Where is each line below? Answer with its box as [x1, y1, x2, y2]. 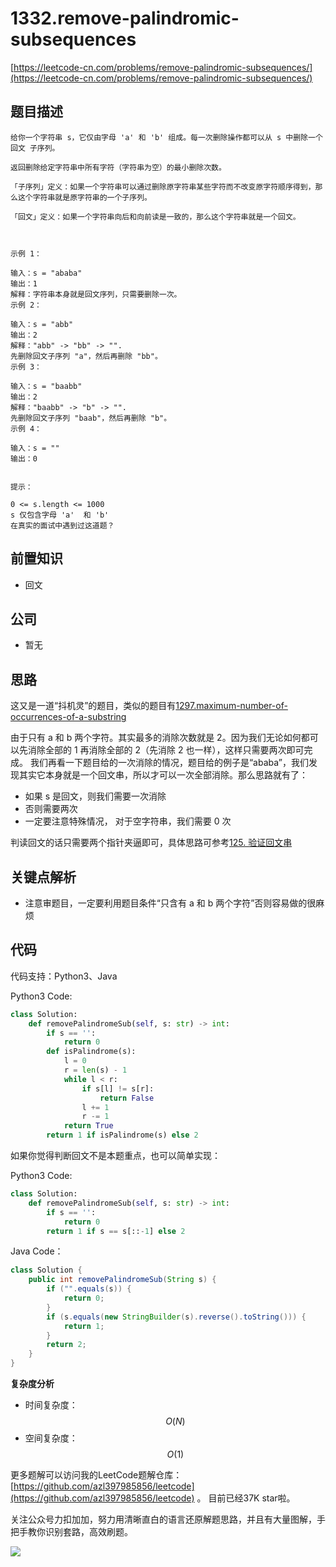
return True [63, 1121, 114, 1131]
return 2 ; [46, 1340, 87, 1350]
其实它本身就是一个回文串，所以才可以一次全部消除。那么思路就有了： [18, 769, 308, 781]
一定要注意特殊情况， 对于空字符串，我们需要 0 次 [24, 815, 232, 827]
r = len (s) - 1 [63, 1065, 128, 1076]
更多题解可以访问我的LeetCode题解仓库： [10, 1469, 183, 1481]
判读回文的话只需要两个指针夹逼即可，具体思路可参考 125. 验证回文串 [10, 837, 293, 849]
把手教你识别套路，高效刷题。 [10, 1526, 133, 1538]
